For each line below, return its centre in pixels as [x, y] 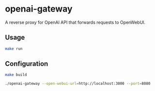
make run [14, 49]
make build [16, 75]
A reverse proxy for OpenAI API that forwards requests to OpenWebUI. [75, 22]
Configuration [27, 64]
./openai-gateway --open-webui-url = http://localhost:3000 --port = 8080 [78, 84]
